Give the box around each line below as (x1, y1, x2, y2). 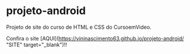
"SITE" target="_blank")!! (6, 41, 67, 48)
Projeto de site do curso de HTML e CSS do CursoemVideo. (6, 23, 152, 31)
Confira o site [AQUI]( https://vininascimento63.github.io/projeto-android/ (6, 35, 185, 42)
